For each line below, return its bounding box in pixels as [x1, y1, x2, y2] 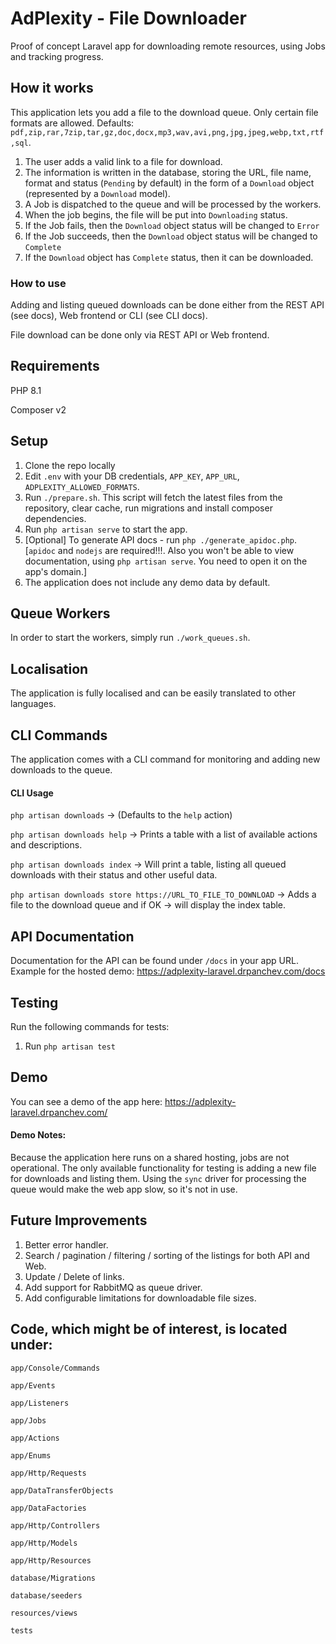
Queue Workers [10, 605, 111, 622]
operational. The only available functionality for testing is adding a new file [10, 1162, 317, 1174]
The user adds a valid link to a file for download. [24, 155, 223, 167]
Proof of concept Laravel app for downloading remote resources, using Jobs [10, 40, 326, 52]
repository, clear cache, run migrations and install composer [24, 502, 273, 514]
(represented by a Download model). [24, 187, 171, 199]
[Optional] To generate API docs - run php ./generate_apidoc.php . [24, 533, 298, 546]
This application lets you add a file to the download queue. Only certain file [10, 106, 319, 118]
